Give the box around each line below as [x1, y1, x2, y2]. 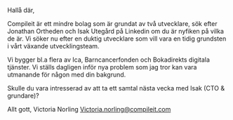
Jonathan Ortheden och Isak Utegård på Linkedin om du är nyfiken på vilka [7, 27, 225, 35]
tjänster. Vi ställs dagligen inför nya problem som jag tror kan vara [7, 63, 197, 71]
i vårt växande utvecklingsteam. [7, 42, 100, 50]
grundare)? [7, 91, 40, 100]
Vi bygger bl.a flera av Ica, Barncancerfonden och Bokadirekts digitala [7, 55, 211, 64]
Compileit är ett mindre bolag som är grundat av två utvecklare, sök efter [7, 20, 218, 27]
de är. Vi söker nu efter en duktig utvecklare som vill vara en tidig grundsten [7, 34, 227, 43]
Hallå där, [7, 6, 35, 14]
